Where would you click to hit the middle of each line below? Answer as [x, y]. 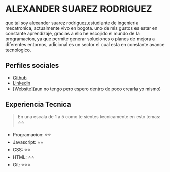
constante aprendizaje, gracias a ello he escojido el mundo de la [72, 33]
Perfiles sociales [32, 66]
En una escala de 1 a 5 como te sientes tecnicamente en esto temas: [89, 116]
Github [20, 78]
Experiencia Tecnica [38, 104]
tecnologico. [18, 50]
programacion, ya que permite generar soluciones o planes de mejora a [80, 39]
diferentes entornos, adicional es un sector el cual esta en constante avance [85, 44]
